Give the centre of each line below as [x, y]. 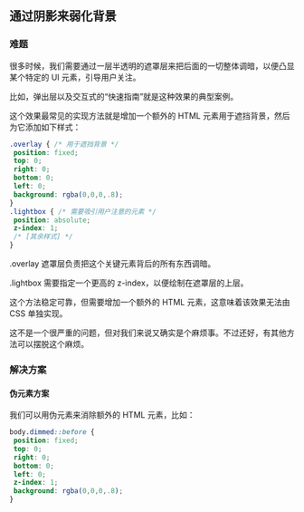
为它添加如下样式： [45, 127]
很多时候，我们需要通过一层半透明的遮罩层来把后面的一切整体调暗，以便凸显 [152, 65]
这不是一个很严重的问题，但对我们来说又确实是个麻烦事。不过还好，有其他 [148, 333]
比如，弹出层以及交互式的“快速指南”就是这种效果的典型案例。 [124, 96]
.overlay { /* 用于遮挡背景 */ [64, 144]
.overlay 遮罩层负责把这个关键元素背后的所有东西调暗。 [113, 264]
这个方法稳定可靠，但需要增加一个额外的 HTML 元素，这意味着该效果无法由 [150, 303]
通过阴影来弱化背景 [63, 16]
